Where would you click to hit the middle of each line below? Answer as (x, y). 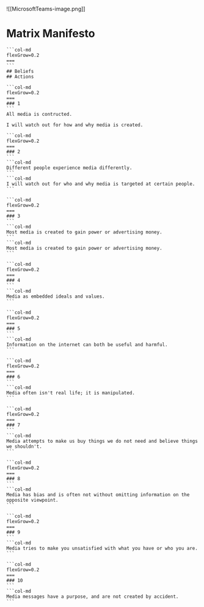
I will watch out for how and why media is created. (75, 125)
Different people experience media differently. (69, 168)
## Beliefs (20, 71)
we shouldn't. (24, 447)
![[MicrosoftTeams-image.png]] (46, 9)
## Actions (20, 77)
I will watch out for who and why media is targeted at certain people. (101, 184)
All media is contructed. (39, 114)
